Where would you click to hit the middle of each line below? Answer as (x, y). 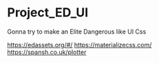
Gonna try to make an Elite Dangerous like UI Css (77, 32)
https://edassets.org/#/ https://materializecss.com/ (79, 45)
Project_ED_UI (48, 13)
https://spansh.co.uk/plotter (47, 52)
